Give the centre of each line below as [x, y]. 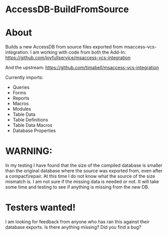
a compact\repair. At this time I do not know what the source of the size [80, 176]
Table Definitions [30, 120]
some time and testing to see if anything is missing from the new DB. [77, 187]
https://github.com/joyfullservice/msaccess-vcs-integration [68, 58]
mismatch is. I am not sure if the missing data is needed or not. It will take [82, 181]
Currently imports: [24, 77]
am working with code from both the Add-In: [79, 53]
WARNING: [29, 151]
